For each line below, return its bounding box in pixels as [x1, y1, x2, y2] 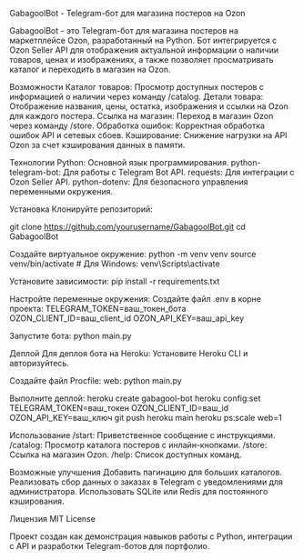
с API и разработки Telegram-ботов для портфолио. [9, 541, 210, 551]
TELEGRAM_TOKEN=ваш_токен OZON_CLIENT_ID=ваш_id [9, 403, 229, 413]
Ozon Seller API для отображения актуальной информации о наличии [9, 45, 279, 55]
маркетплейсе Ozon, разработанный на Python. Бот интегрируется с [9, 35, 278, 45]
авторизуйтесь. [9, 358, 70, 368]
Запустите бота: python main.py [9, 331, 132, 341]
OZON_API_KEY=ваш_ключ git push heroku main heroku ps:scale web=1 [9, 413, 282, 423]
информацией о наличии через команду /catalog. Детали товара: [9, 91, 264, 102]
